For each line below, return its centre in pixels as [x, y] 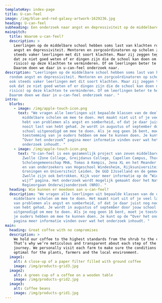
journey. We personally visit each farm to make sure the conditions [85, 248]
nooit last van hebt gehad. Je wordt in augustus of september [87, 126]
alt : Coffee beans [32, 288]
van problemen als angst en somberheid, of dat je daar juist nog [82, 203]
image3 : [17, 284]
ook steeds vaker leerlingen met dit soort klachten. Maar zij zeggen [82, 81]
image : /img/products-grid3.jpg [46, 266]
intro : [12, 100]
